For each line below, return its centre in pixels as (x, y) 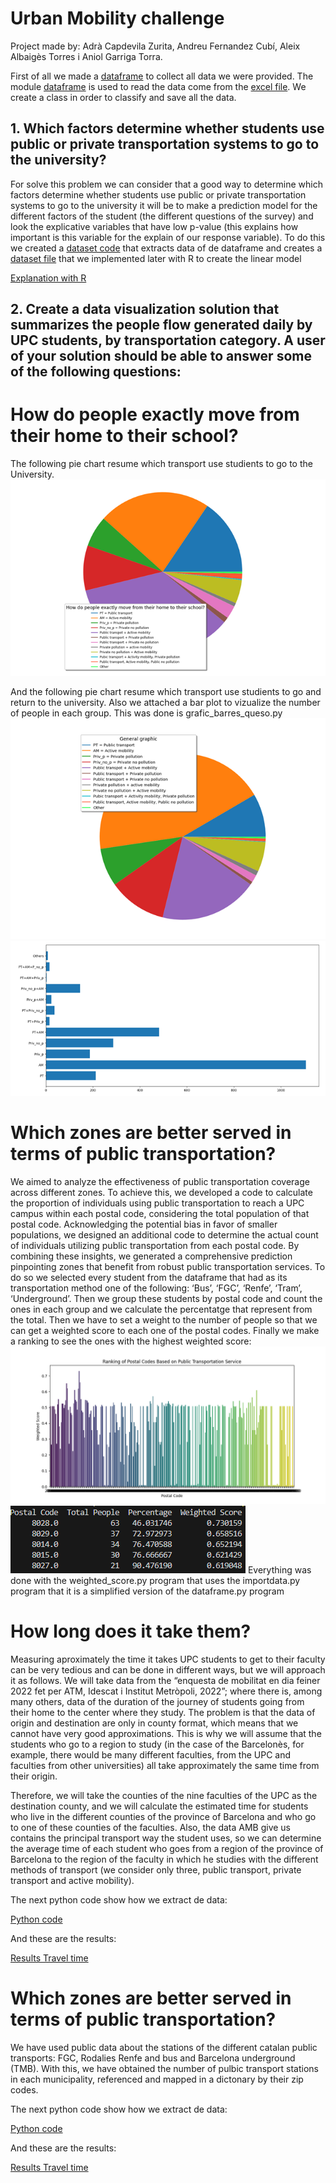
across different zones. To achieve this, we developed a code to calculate (161, 1192)
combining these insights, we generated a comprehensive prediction (151, 1256)
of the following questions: (96, 372)
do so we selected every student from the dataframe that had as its (149, 1277)
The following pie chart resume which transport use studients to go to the (161, 464)
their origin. (34, 1776)
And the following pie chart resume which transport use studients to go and (166, 692)
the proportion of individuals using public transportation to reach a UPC (157, 1203)
